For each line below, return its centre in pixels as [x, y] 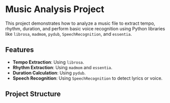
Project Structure [33, 94]
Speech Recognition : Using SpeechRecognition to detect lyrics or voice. [88, 78]
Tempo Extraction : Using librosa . [48, 62]
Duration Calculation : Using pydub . [49, 73]
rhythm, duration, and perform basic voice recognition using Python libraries [85, 28]
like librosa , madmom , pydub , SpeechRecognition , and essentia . [69, 34]
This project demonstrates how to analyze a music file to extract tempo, [80, 23]
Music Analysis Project [55, 9]
